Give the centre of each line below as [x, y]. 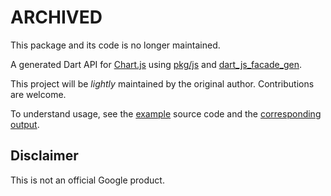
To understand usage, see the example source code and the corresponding [166, 113]
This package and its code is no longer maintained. [115, 45]
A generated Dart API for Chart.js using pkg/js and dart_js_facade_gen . [156, 64]
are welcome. [38, 94]
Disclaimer [44, 156]
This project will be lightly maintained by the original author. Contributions [162, 83]
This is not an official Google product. [87, 180]
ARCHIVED [56, 17]
